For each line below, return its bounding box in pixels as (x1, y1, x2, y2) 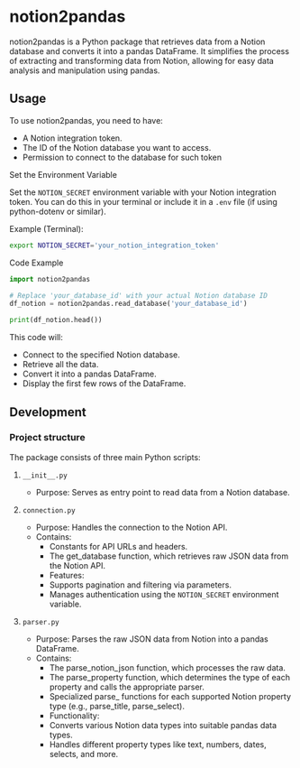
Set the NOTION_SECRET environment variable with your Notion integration (9, 187, 277, 198)
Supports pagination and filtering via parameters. (49, 579, 232, 590)
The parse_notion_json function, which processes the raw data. (49, 662, 286, 673)
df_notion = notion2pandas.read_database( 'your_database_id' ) (9, 300, 248, 309)
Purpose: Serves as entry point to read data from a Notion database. (35, 486, 290, 497)
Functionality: (49, 710, 100, 721)
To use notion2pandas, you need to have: (9, 115, 164, 125)
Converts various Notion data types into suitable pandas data (49, 719, 277, 730)
